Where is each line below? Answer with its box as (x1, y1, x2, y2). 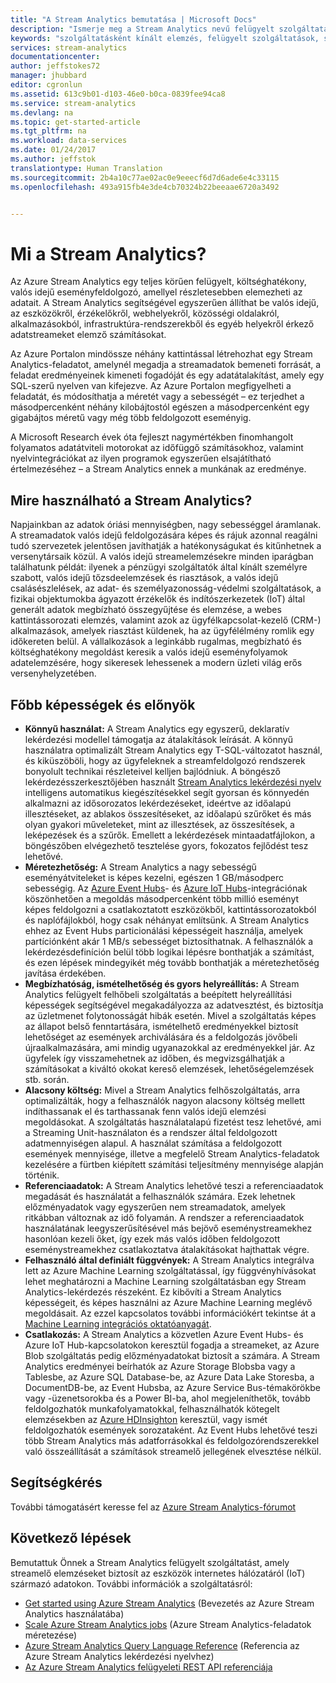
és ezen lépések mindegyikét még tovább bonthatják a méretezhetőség (24, 956, 320, 968)
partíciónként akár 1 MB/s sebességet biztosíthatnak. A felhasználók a (24, 935, 314, 947)
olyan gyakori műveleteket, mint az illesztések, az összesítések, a (24, 818, 295, 830)
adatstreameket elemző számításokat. (10, 329, 167, 341)
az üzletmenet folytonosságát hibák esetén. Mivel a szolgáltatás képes (24, 1009, 317, 1021)
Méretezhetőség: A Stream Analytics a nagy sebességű (24, 861, 257, 873)
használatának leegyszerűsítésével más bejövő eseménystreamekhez (24, 1222, 313, 1234)
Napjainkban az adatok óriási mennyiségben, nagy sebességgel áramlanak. (10, 519, 322, 531)
